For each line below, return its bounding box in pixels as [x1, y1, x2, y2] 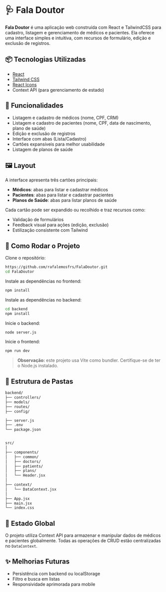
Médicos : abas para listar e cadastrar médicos [12, 187, 108, 193]
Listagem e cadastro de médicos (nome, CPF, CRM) [12, 115, 119, 121]
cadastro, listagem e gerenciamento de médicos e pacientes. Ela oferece [5, 29, 155, 35]
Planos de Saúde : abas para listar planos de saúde [12, 197, 117, 203]
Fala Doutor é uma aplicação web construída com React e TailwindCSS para [5, 24, 162, 30]
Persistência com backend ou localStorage [12, 571, 100, 577]
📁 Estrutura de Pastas [5, 377, 74, 386]
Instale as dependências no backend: [5, 296, 82, 302]
